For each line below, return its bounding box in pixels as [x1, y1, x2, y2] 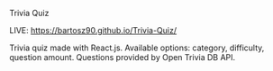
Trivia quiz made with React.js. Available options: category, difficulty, [9, 42, 265, 53]
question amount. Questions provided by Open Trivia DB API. [9, 52, 236, 62]
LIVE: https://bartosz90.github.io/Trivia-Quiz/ [9, 25, 177, 35]
